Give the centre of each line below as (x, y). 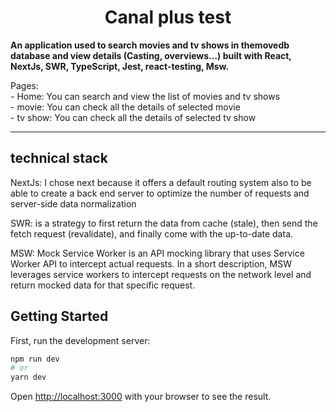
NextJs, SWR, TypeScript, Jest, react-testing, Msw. (120, 66)
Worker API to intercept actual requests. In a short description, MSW (151, 263)
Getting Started (59, 316)
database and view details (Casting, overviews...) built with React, (151, 55)
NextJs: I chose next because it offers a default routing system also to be (161, 182)
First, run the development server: (80, 340)
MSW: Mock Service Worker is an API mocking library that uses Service (157, 253)
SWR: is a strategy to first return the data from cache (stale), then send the (164, 223)
